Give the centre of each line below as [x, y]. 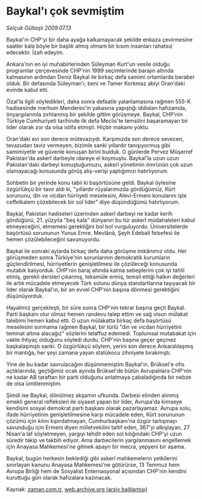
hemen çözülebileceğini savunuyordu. [53, 239]
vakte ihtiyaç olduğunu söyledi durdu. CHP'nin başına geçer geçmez [91, 340]
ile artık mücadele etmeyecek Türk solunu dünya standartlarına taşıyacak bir [101, 283]
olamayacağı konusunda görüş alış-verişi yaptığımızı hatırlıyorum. [87, 171]
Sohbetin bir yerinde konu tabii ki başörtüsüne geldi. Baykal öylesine [91, 182]
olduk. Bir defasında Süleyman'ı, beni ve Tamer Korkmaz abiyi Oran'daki [96, 83]
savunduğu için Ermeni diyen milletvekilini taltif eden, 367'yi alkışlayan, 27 [98, 427]
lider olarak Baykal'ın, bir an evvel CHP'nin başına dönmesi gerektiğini [93, 289]
